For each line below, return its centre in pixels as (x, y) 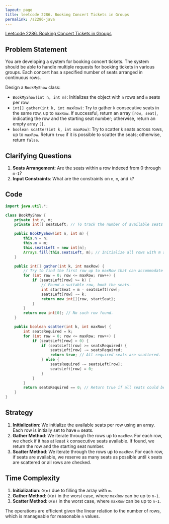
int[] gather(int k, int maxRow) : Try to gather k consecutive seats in (86, 108)
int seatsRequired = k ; (48, 331)
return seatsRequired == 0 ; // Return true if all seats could (91, 388)
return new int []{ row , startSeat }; (78, 299)
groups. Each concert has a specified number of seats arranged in (74, 72)
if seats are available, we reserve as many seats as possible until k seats (87, 457)
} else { (50, 360)
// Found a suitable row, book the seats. (86, 285)
